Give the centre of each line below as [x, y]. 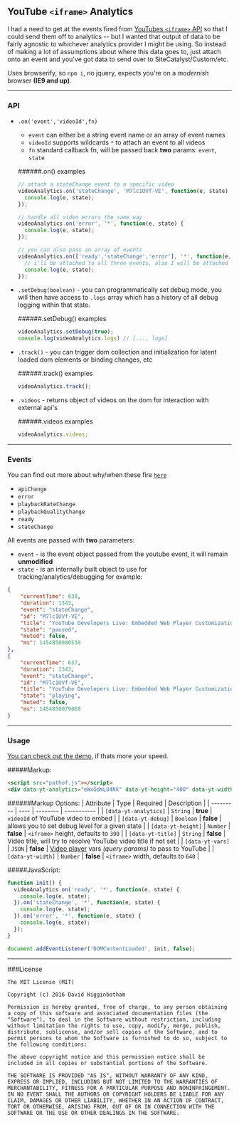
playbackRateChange [47, 505]
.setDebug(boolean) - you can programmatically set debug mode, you [119, 290]
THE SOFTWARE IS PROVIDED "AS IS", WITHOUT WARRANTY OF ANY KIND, [108, 1075]
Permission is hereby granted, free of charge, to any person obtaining [117, 1007]
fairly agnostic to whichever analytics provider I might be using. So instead [117, 44]
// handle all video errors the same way [80, 217]
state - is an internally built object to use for [82, 570]
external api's [38, 408]
